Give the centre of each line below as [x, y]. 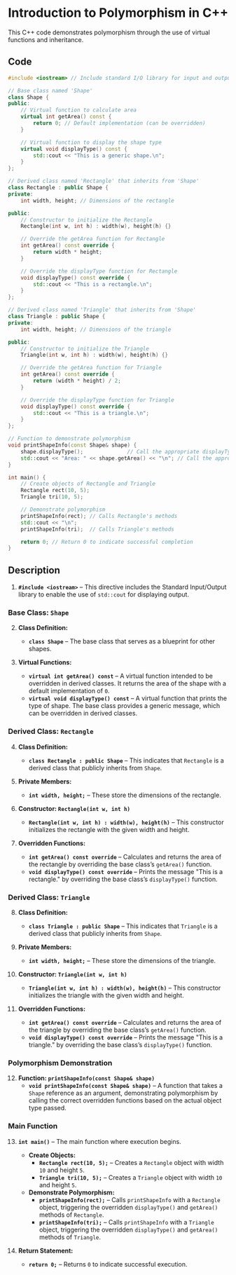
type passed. [48, 1108]
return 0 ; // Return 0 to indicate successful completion [107, 542]
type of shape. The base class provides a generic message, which [124, 706]
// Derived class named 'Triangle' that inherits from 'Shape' [102, 310]
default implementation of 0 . [69, 691]
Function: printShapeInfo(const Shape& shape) [86, 1078]
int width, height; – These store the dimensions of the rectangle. [125, 795]
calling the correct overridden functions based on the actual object [125, 1100]
